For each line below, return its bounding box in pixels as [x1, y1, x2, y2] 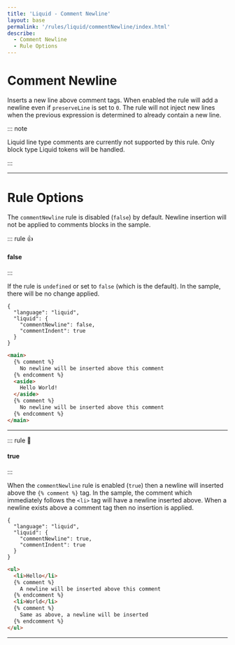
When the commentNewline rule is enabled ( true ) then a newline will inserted [7, 481, 224, 489]
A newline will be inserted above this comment [20, 585, 161, 593]
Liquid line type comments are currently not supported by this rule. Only [7, 138, 215, 146]
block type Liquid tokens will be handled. [7, 145, 125, 154]
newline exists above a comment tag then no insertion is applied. [7, 503, 194, 512]
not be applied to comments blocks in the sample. [7, 220, 151, 229]
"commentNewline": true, [20, 535, 92, 542]
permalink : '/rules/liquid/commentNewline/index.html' [7, 23, 171, 30]
